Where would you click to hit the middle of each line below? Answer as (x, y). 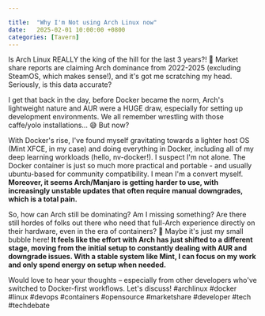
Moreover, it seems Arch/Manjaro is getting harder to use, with (114, 182)
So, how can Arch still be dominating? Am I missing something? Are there (127, 215)
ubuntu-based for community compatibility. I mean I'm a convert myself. (126, 174)
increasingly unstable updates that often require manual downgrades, (126, 191)
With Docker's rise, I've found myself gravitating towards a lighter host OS (129, 141)
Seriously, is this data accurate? (60, 85)
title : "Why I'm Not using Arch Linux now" (83, 22)
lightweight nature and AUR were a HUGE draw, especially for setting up (126, 108)
